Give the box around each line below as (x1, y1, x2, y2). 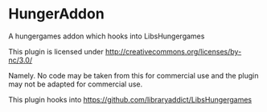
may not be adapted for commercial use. (8, 79, 143, 89)
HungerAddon (8, 5, 105, 23)
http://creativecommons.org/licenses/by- (105, 46, 242, 56)
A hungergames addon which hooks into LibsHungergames (8, 31, 205, 41)
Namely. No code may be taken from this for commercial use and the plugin (8, 70, 259, 80)
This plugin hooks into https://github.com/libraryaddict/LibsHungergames (8, 94, 252, 104)
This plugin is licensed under (8, 46, 105, 56)
